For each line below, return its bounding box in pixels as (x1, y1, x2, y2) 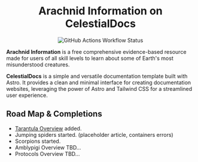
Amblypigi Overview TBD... (14, 143, 81, 151)
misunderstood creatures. (6, 61, 70, 68)
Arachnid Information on (38, 4, 163, 18)
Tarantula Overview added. (14, 124, 82, 132)
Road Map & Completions (6, 109, 103, 119)
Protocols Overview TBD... (14, 150, 80, 157)
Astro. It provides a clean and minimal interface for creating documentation (6, 79, 191, 86)
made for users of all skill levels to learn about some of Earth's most (6, 54, 173, 62)
